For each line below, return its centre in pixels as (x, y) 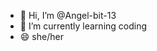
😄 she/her (41, 36)
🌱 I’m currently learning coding (83, 26)
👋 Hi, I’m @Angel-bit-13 (68, 15)
